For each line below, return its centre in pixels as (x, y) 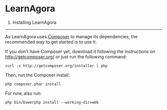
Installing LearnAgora (34, 22)
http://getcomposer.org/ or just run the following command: (66, 56)
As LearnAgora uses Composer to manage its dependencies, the (71, 36)
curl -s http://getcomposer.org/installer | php (56, 66)
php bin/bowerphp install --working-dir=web (52, 102)
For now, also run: (23, 93)
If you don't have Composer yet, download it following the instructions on (80, 51)
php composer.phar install (33, 84)
